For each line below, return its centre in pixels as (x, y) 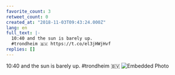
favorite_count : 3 (28, 11)
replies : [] (20, 49)
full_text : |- (23, 33)
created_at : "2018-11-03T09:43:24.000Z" (56, 22)
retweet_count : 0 (27, 17)
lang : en (17, 28)
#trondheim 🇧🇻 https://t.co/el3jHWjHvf (61, 44)
